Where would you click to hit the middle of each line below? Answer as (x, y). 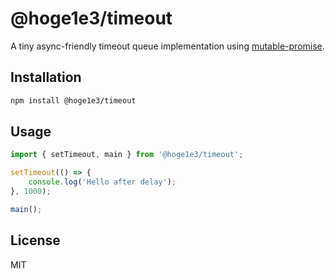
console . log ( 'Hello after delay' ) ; (102, 182)
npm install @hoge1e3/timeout (73, 100)
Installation (46, 77)
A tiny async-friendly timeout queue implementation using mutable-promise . (167, 46)
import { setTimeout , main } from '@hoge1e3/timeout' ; (127, 155)
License (35, 240)
